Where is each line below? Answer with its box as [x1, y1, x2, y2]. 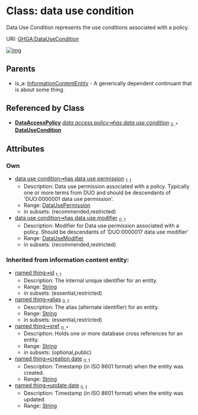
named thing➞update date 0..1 [14, 382, 88, 390]
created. [23, 369, 44, 376]
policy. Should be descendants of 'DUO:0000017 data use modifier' [23, 228, 189, 235]
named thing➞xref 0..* [14, 322, 69, 331]
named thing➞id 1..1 [14, 269, 62, 277]
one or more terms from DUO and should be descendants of [23, 189, 171, 196]
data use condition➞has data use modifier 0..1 [14, 214, 126, 223]
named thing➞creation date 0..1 [14, 355, 90, 364]
